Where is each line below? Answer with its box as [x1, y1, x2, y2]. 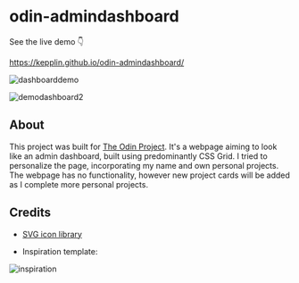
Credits [9, 205, 52, 221]
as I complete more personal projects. [9, 179, 149, 189]
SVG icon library [21, 229, 83, 239]
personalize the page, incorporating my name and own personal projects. [9, 160, 279, 171]
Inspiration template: [21, 246, 98, 256]
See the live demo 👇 [9, 36, 85, 46]
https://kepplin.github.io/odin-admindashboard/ [9, 56, 185, 68]
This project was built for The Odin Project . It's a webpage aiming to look [9, 141, 278, 152]
